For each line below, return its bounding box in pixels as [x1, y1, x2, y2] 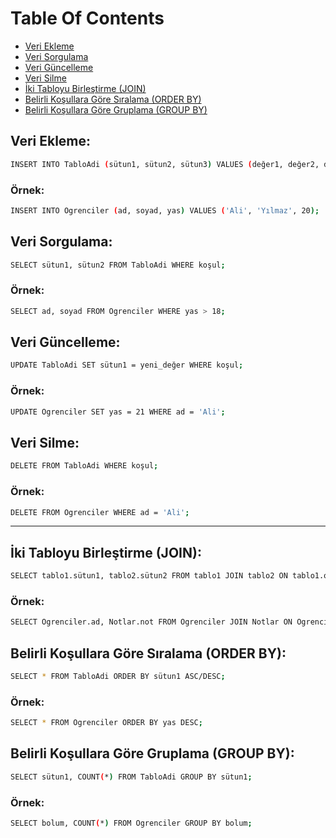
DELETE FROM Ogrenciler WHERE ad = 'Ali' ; [10, 507, 190, 517]
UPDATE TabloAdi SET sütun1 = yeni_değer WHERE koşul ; [10, 360, 244, 371]
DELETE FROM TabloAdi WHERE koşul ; [10, 461, 159, 471]
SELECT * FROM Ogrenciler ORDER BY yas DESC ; [10, 718, 203, 728]
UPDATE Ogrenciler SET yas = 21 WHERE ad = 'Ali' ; [10, 407, 226, 417]
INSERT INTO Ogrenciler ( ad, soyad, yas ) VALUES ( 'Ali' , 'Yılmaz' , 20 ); [10, 205, 320, 216]
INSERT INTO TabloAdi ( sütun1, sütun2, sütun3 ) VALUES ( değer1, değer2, [10, 159, 320, 169]
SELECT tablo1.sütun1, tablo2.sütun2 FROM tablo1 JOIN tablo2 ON [10, 571, 288, 581]
